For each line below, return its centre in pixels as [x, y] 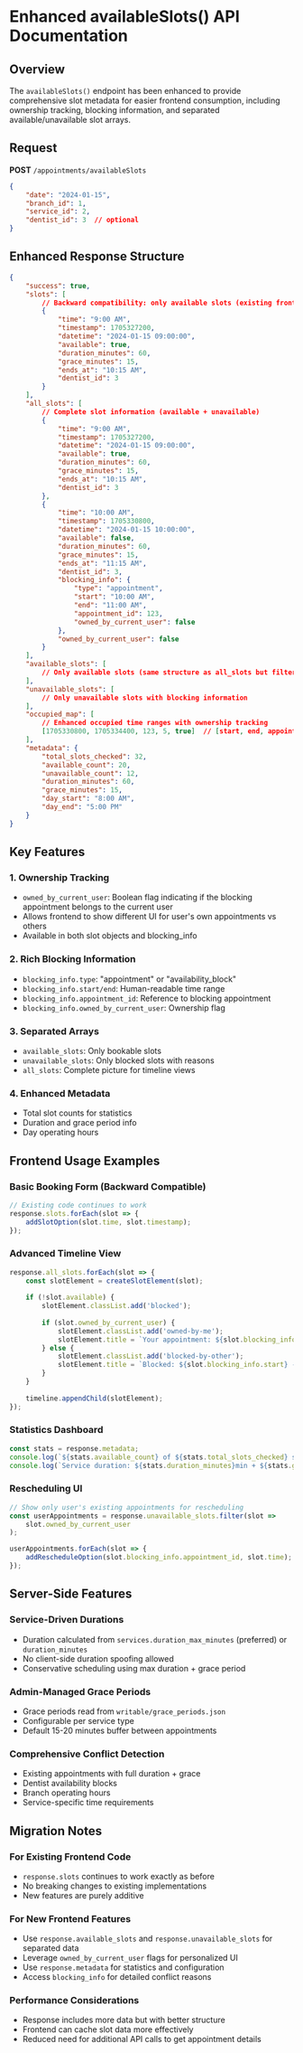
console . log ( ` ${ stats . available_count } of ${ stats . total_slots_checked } [149, 1457]
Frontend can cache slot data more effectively [108, 2029]
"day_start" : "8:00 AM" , [88, 799]
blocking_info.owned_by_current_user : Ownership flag [124, 1008]
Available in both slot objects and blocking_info [110, 936]
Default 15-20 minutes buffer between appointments [119, 1730]
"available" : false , [96, 538]
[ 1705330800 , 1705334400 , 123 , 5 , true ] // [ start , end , [153, 731]
